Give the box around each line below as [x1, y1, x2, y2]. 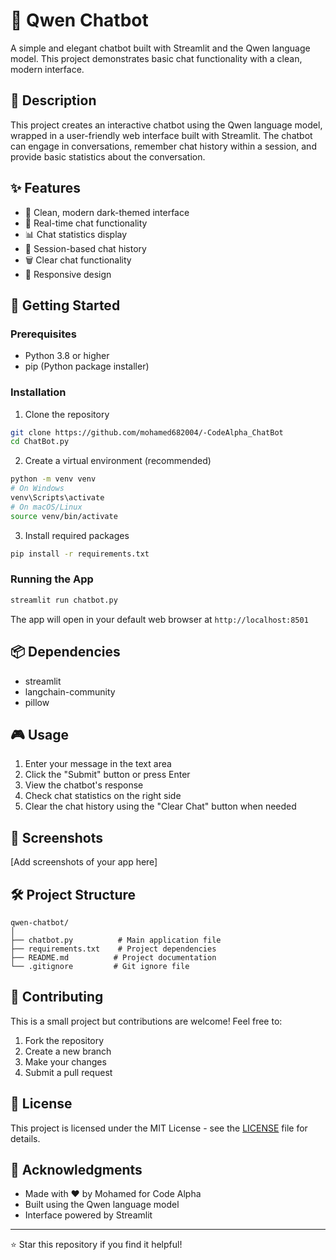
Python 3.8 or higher [24, 350, 110, 362]
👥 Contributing [10, 989, 104, 1006]
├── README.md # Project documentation [10, 952, 217, 963]
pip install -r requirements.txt [10, 549, 150, 559]
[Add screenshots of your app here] [10, 856, 158, 868]
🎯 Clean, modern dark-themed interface [24, 206, 190, 218]
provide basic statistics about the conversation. [10, 150, 206, 163]
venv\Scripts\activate [10, 493, 105, 503]
